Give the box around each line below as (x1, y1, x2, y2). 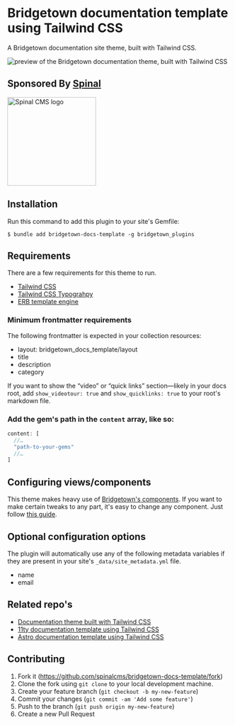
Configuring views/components (7, 476, 151, 488)
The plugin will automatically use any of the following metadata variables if (7, 549, 225, 558)
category (17, 367, 45, 376)
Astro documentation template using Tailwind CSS (17, 632, 164, 641)
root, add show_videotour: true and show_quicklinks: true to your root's (7, 388, 221, 398)
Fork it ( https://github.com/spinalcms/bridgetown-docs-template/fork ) (17, 672, 223, 680)
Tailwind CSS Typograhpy (17, 290, 93, 298)
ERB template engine (17, 298, 79, 306)
